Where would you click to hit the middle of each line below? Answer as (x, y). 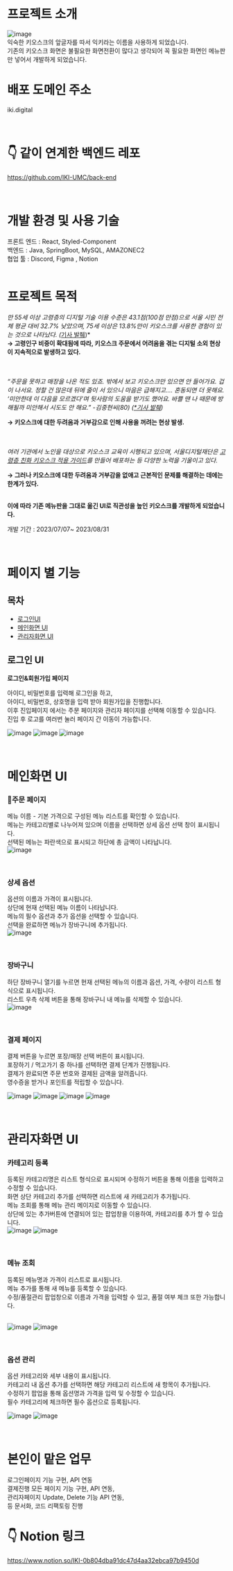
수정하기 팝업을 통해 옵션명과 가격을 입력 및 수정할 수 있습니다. (91, 1393)
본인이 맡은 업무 (49, 1459)
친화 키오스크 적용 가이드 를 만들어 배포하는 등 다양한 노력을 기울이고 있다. (119, 460)
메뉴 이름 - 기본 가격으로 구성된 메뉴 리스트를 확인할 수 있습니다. (94, 816)
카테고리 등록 (28, 1163)
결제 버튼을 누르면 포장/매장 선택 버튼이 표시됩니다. (76, 1056)
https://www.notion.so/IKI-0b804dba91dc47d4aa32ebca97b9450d (103, 1560)
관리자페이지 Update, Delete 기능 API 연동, (66, 1497)
